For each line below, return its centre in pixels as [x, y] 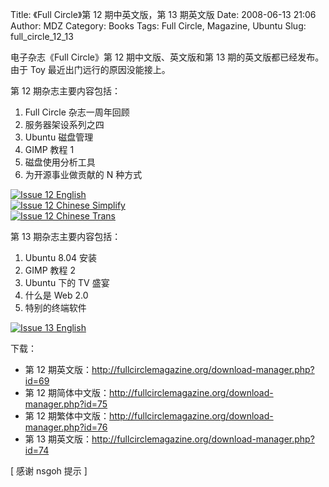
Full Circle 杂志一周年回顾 [77, 112]
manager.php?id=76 [66, 427]
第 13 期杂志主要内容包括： [66, 236]
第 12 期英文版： [58, 369]
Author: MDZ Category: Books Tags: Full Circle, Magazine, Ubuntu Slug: [158, 26]
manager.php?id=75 [66, 404]
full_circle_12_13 [42, 36]
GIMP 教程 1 [49, 149]
